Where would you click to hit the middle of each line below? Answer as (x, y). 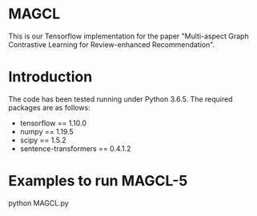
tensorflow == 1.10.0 (53, 123)
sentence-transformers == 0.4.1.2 (75, 148)
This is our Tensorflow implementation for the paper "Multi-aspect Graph (129, 36)
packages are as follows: (49, 107)
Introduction (50, 77)
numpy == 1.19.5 (46, 131)
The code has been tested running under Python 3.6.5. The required (120, 99)
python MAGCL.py (39, 203)
